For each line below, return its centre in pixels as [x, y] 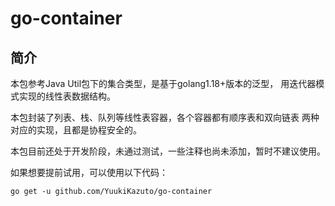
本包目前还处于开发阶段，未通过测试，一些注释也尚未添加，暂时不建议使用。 [168, 151]
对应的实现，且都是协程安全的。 [76, 130]
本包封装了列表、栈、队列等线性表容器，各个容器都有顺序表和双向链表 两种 [165, 117]
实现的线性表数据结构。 [67, 96]
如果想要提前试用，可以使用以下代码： [89, 172]
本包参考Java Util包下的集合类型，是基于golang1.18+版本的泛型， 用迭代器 [163, 83]
